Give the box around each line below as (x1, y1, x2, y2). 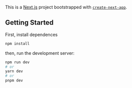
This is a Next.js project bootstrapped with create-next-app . (5, 4, 128, 10)
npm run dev (5, 59, 30, 65)
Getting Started (5, 18, 54, 27)
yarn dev (5, 69, 23, 74)
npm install (5, 41, 30, 46)
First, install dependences (5, 32, 58, 38)
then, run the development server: (5, 50, 75, 56)
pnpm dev (5, 78, 23, 83)
